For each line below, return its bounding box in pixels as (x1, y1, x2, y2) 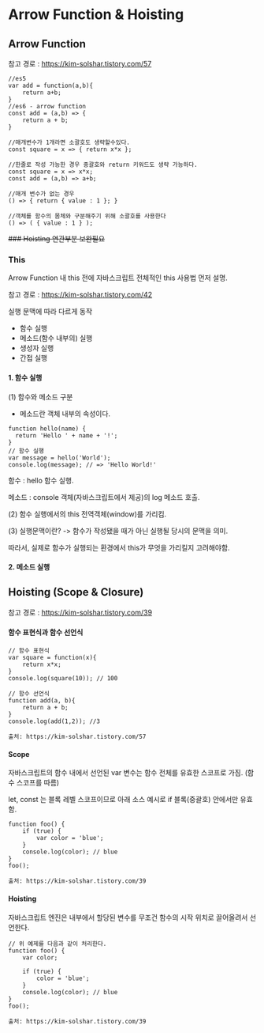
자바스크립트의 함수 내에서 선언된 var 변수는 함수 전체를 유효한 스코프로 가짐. (8, 768, 244, 778)
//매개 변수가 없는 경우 (8, 190, 75, 198)
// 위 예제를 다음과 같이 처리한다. (8, 940, 107, 948)
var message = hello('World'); (8, 453, 111, 462)
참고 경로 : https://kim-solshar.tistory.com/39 (8, 607, 152, 617)
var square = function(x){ (8, 654, 97, 662)
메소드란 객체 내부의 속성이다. (19, 409, 111, 418)
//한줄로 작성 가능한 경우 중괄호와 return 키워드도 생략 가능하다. (8, 161, 199, 168)
